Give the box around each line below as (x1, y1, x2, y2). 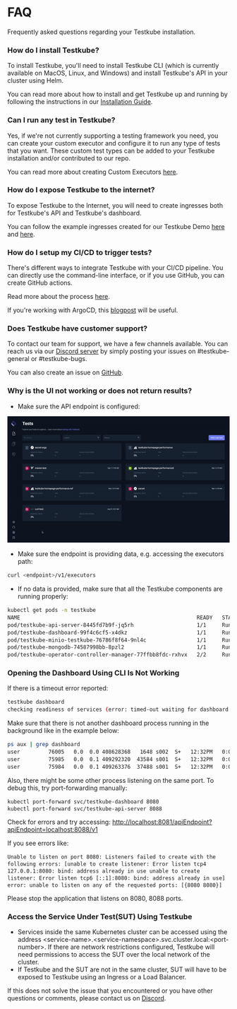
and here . (7, 230, 35, 238)
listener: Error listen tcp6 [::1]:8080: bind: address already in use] (7, 874, 226, 882)
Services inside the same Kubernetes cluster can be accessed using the (17, 928, 228, 936)
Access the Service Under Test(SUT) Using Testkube (7, 911, 193, 921)
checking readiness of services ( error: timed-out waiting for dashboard (7, 706, 229, 714)
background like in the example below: (7, 726, 120, 735)
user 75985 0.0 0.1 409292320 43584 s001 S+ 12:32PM (7, 755, 213, 763)
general (7, 355, 30, 363)
